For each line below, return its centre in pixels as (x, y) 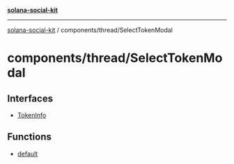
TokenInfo (32, 115)
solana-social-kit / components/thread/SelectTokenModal (90, 30)
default (28, 154)
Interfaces (30, 98)
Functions (30, 137)
